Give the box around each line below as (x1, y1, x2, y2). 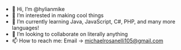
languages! (11, 24, 40, 31)
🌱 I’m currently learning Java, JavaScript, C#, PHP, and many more (11, 18, 176, 25)
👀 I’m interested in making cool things (11, 12, 104, 19)
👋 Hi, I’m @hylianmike (11, 6, 65, 12)
